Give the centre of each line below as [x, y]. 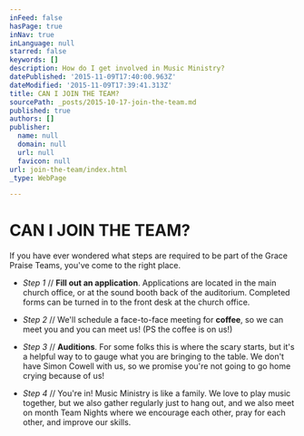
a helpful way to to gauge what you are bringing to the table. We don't [153, 357]
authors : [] [32, 119]
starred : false [38, 52]
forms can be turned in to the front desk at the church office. [136, 302]
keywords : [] [34, 60]
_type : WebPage [38, 178]
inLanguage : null [42, 43]
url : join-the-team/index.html [69, 170]
